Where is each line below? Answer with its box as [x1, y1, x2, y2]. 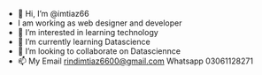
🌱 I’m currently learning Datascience [17, 36, 150, 47]
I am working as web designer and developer [17, 18, 182, 28]
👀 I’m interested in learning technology [17, 27, 159, 37]
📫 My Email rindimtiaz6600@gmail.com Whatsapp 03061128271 [17, 56, 254, 66]
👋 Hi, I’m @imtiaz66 [17, 9, 90, 19]
